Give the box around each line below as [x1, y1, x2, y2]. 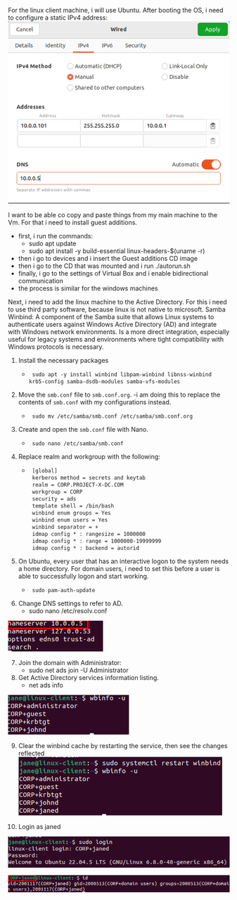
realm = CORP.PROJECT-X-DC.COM [32, 481, 124, 488]
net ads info [28, 681, 64, 689]
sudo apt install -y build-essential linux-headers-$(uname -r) [28, 246, 205, 255]
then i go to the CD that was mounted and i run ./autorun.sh [18, 262, 191, 270]
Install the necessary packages [18, 356, 109, 364]
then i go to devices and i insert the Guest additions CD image [18, 254, 198, 262]
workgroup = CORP [32, 488, 83, 495]
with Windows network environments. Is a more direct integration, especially [8, 327, 230, 336]
